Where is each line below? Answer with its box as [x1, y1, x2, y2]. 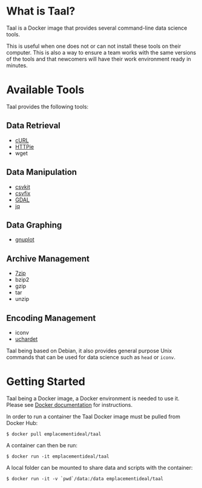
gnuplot [15, 236, 34, 243]
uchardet [15, 335, 38, 343]
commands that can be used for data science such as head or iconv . [6, 353, 176, 361]
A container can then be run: [6, 441, 77, 449]
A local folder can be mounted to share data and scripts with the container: [6, 464, 193, 471]
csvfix [15, 190, 31, 197]
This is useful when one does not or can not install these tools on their [6, 42, 181, 50]
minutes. [6, 62, 28, 69]
